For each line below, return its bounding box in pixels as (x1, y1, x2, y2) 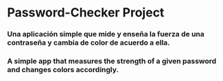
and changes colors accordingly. (7, 65, 119, 75)
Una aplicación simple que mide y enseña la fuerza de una (7, 30, 204, 39)
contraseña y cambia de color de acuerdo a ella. (7, 38, 170, 47)
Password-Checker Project (7, 5, 165, 21)
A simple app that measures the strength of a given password (7, 56, 217, 66)
